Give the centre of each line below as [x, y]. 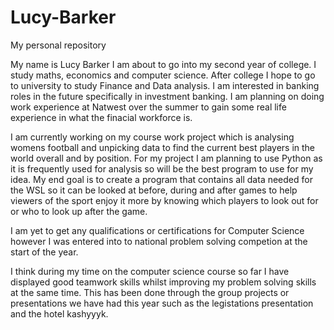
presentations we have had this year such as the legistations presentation [162, 303]
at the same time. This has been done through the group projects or [150, 292]
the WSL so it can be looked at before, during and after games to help [154, 190]
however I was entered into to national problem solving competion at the [159, 241]
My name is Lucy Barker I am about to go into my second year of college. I [163, 64]
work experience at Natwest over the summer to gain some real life [148, 107]
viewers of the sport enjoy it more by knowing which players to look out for [164, 200]
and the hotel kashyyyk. [59, 313]
